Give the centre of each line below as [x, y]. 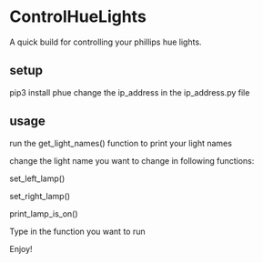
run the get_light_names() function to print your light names [121, 143]
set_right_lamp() [40, 196]
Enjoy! [21, 248]
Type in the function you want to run [77, 231]
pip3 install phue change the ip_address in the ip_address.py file [130, 92]
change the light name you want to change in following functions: [132, 160]
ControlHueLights [78, 17]
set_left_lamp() [37, 178]
